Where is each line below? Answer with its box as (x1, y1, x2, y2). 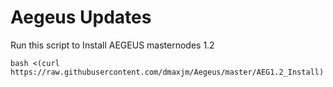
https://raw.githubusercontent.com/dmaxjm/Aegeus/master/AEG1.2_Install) (10, 67, 325, 77)
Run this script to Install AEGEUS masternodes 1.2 (10, 39, 215, 51)
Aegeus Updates (10, 6, 152, 29)
